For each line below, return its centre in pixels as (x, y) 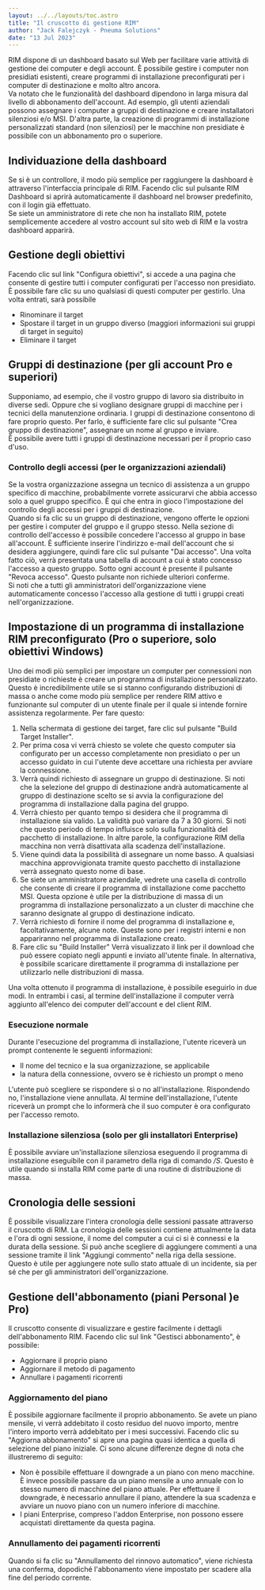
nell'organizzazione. (41, 601)
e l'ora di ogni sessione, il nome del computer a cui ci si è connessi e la (124, 1239)
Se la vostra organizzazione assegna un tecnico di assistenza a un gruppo (129, 484)
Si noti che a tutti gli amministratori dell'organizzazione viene (107, 585)
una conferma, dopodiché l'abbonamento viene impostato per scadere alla (130, 1569)
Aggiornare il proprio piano (64, 1360)
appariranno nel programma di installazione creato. (103, 938)
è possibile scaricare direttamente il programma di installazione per (129, 963)
